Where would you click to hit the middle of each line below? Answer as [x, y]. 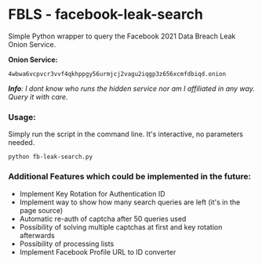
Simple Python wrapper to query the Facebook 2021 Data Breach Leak [122, 36]
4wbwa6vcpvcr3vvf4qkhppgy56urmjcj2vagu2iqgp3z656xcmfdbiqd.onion [117, 74]
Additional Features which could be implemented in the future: [129, 176]
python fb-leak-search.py [50, 157]
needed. [22, 143]
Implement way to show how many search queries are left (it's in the [130, 202]
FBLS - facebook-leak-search [106, 14]
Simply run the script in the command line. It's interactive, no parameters [126, 134]
